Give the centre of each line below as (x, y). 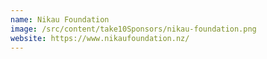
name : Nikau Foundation (60, 19)
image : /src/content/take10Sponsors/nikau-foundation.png (133, 29)
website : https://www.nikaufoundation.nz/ (100, 38)
